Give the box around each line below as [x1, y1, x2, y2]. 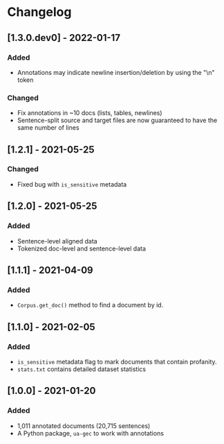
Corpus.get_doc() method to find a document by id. [17, 301, 164, 309]
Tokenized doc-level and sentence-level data [17, 244, 147, 253]
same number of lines [17, 123, 80, 132]
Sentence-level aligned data [17, 237, 98, 245]
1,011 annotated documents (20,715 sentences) [17, 421, 151, 430]
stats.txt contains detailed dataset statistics [17, 365, 147, 373]
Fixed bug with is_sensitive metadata [17, 180, 127, 188]
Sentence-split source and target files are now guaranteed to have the [17, 116, 218, 125]
